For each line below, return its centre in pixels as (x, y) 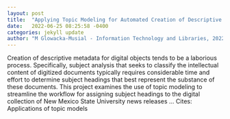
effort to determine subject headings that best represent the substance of (111, 80)
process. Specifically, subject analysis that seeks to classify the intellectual (113, 65)
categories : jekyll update (46, 32)
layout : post (26, 13)
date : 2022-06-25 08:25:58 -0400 (58, 26)
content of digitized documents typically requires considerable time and (108, 73)
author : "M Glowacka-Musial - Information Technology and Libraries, (108, 39)
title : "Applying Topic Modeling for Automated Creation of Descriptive (115, 20)
